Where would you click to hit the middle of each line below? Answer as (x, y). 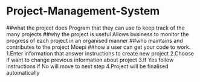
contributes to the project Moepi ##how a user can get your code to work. (98, 47)
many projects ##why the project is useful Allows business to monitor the (98, 34)
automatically (23, 72)
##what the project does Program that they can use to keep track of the (96, 28)
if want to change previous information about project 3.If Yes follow (90, 60)
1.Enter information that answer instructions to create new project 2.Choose (100, 53)
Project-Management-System (83, 11)
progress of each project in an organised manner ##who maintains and (95, 40)
